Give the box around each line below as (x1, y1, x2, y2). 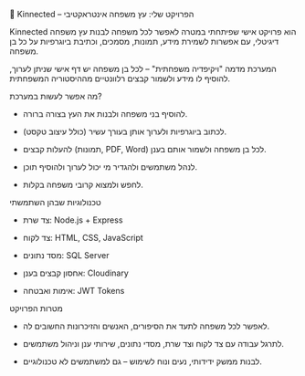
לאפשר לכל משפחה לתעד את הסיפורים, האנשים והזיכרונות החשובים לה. (22, 320, 270, 331)
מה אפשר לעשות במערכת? (9, 91, 102, 101)
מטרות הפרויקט (9, 303, 64, 314)
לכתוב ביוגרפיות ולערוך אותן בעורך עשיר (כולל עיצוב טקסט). (22, 126, 226, 137)
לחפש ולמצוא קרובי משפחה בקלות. (22, 179, 143, 190)
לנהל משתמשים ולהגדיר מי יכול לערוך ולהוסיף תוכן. (22, 162, 198, 172)
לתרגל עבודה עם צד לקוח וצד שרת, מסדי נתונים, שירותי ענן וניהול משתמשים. (22, 339, 285, 349)
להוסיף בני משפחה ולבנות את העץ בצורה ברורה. (22, 109, 188, 119)
